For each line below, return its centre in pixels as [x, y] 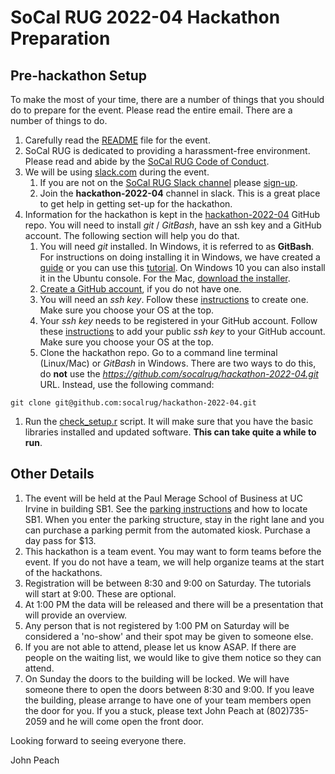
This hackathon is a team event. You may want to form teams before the [173, 551]
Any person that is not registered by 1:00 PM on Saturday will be [157, 625]
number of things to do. [59, 120]
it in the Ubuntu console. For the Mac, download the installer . [165, 278]
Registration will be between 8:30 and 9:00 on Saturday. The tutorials [168, 583]
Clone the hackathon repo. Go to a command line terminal [158, 352]
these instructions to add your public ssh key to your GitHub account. [182, 331]
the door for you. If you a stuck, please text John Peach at [144, 710]
